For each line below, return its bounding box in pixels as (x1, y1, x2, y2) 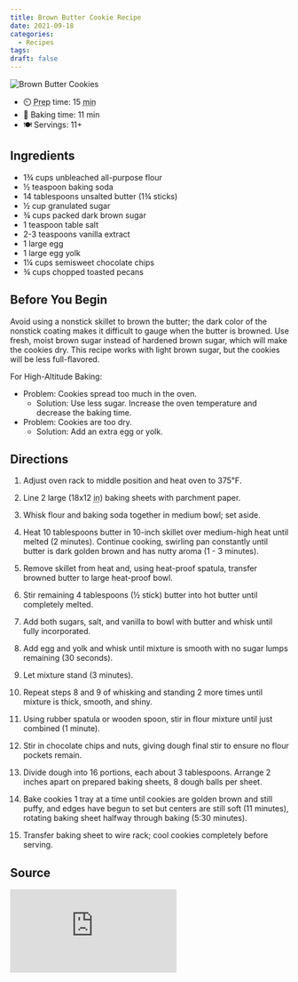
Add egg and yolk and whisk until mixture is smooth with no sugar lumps (22, 643, 289, 654)
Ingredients (10, 149, 75, 164)
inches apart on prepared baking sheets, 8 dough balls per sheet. (22, 777, 263, 787)
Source (10, 865, 51, 881)
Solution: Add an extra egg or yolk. (35, 426, 163, 437)
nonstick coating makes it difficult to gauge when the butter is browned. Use (10, 326, 289, 336)
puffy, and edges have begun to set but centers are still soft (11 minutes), (22, 803, 289, 814)
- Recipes (18, 37, 54, 47)
